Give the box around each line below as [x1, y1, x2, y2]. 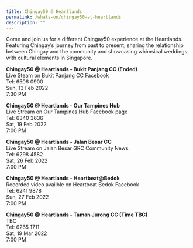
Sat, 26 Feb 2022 [6, 157, 48, 165]
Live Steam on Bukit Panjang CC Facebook [6, 72, 109, 79]
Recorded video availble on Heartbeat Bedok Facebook [6, 181, 139, 188]
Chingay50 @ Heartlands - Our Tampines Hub [6, 102, 120, 109]
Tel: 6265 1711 [6, 224, 40, 231]
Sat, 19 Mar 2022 [6, 230, 47, 237]
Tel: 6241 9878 [6, 187, 42, 195]
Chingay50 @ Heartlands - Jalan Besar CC [6, 139, 112, 146]
